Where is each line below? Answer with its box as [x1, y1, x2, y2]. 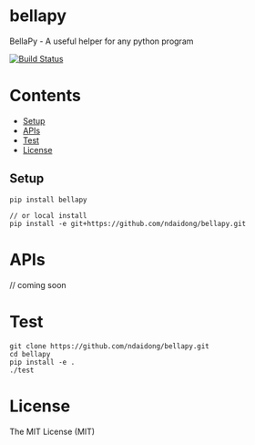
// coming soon [9, 279, 66, 290]
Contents [9, 86, 82, 106]
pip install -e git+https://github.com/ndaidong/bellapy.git [9, 219, 247, 228]
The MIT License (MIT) [9, 426, 96, 437]
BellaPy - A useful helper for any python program [9, 36, 194, 47]
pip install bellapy [9, 195, 88, 204]
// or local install [9, 211, 88, 220]
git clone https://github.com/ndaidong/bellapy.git [9, 341, 209, 351]
